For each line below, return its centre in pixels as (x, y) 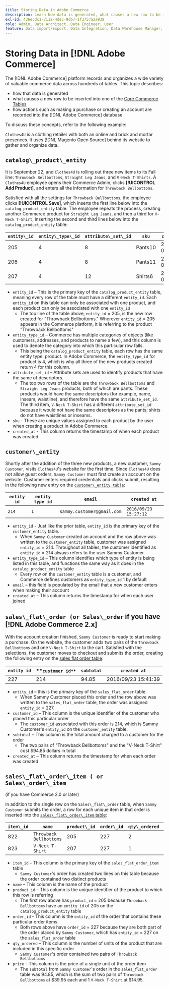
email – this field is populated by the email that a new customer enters (85, 585)
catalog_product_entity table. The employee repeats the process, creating (83, 208)
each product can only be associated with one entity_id (71, 308)
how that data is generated (40, 93)
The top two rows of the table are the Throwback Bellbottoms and (87, 383)
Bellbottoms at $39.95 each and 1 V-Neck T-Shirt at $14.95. (82, 980)
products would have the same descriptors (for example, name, (86, 393)
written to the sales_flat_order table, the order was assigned (84, 702)
